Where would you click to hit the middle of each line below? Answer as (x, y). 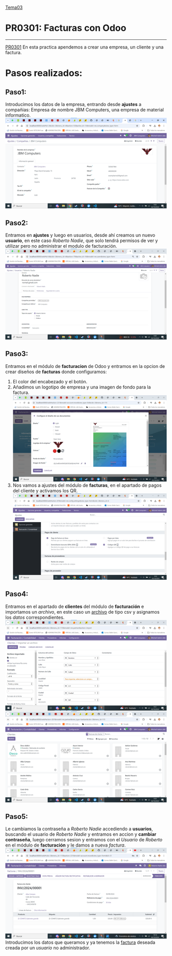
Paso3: (17, 354)
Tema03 (14, 7)
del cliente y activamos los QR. (45, 490)
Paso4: (17, 594)
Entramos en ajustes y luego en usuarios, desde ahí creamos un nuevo (80, 235)
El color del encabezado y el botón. (50, 381)
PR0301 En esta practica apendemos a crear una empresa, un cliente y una (84, 47)
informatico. (18, 115)
